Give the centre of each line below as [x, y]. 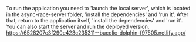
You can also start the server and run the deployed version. [78, 26]
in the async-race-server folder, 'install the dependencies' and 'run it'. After [97, 14]
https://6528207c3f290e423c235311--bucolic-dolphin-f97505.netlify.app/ [96, 33]
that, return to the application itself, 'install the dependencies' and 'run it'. [94, 20]
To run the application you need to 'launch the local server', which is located [98, 8]
